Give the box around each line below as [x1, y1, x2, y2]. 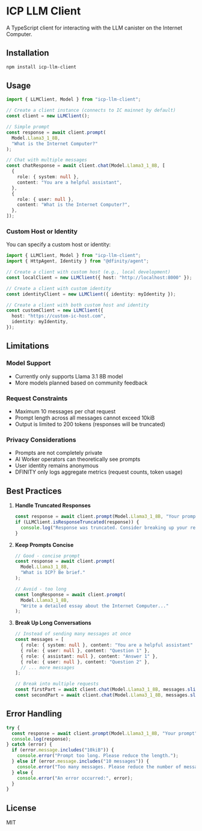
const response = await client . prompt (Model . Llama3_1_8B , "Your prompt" [11, 730, 198, 737]
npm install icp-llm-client [6, 64, 77, 70]
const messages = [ [14, 637, 64, 643]
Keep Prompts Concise [14, 541, 74, 548]
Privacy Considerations [6, 435, 76, 443]
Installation [6, 48, 49, 58]
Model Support [6, 359, 51, 368]
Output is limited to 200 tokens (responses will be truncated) [14, 420, 165, 428]
